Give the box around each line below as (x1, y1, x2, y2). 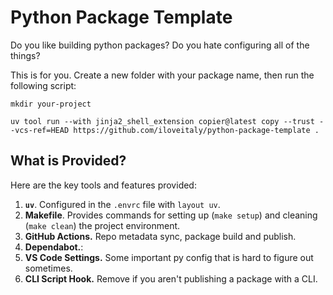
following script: (10, 79, 77, 91)
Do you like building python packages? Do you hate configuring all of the (10, 39, 310, 51)
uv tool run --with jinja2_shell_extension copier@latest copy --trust (10, 116, 315, 126)
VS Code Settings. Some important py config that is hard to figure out (24, 251, 314, 263)
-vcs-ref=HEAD (10, 125, 70, 135)
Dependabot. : (24, 241, 84, 253)
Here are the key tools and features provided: (10, 179, 197, 191)
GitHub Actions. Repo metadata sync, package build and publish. (24, 230, 297, 242)
